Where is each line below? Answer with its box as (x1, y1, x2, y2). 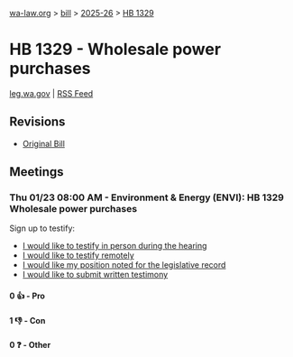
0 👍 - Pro (9, 290, 45, 301)
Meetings (9, 164, 65, 179)
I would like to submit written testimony (22, 270, 169, 280)
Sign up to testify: (9, 223, 75, 233)
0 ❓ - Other (9, 340, 51, 351)
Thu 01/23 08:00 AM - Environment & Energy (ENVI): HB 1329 (9, 191, 284, 204)
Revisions (9, 114, 66, 130)
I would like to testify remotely (22, 250, 135, 261)
